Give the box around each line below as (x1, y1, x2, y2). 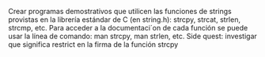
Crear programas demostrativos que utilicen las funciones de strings (8, 7, 232, 16)
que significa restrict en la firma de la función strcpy (8, 40, 179, 49)
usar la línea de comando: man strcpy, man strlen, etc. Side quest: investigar (8, 31, 257, 41)
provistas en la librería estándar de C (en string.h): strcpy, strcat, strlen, (8, 15, 241, 24)
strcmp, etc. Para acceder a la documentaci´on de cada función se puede (8, 23, 248, 32)
